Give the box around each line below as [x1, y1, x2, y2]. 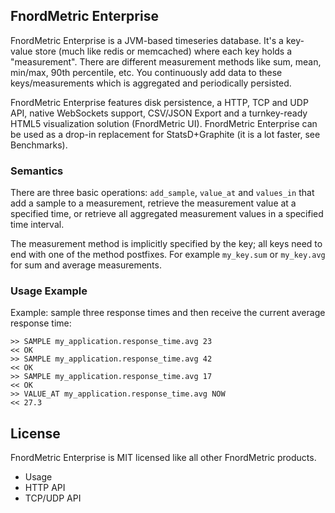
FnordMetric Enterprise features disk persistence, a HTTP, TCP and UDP [10, 96, 309, 108]
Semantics [10, 164, 64, 178]
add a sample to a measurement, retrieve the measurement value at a [10, 197, 297, 209]
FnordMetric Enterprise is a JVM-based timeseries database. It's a [10, 34, 284, 46]
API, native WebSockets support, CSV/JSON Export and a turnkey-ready [10, 107, 308, 119]
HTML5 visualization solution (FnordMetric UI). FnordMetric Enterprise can [10, 117, 318, 129]
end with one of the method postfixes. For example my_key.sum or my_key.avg [10, 249, 326, 261]
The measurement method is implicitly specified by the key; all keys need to [10, 238, 323, 250]
